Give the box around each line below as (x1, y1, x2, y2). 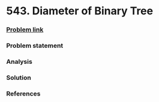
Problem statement (6, 42, 64, 50)
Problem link (6, 26, 44, 34)
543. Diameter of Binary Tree (6, 4, 154, 18)
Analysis (6, 57, 33, 66)
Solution (6, 73, 32, 82)
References (6, 89, 41, 98)
